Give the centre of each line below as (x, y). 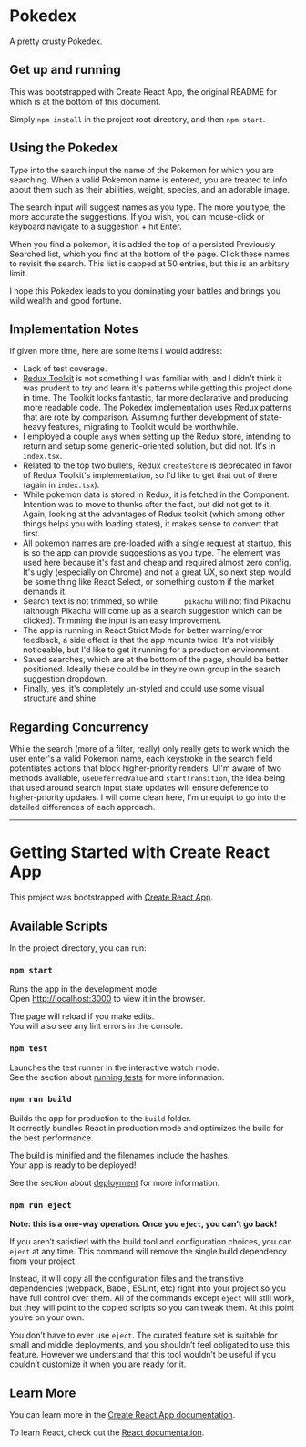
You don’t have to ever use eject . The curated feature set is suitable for (143, 1335)
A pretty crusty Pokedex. (56, 41)
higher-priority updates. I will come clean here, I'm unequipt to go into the (148, 797)
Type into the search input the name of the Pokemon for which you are (142, 170)
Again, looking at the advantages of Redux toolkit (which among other (153, 514)
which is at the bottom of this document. (85, 101)
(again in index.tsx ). (61, 485)
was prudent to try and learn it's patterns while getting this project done (158, 388)
